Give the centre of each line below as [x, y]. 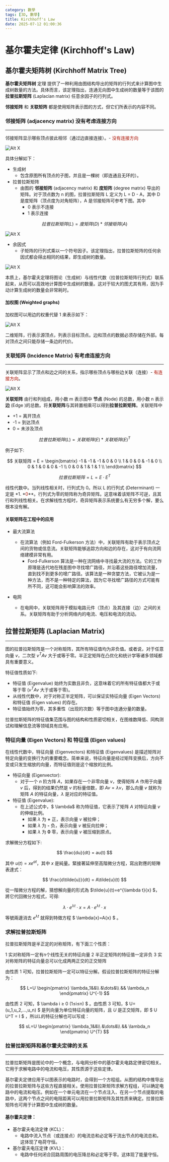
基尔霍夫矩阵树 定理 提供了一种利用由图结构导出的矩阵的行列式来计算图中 [81, 84]
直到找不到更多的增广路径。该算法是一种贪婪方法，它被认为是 [92, 573]
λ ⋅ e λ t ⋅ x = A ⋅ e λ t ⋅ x [84, 907]
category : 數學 [20, 10]
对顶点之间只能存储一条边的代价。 [40, 341]
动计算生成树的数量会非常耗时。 [38, 290]
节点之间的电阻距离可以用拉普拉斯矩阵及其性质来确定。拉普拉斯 [98, 1098]
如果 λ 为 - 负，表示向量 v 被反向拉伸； [68, 825]
